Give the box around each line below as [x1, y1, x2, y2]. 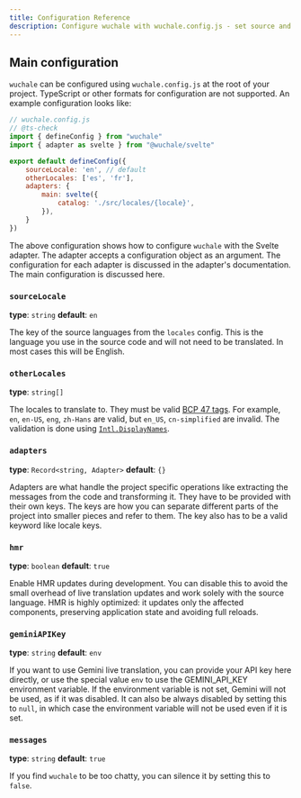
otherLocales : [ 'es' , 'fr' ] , [25, 173, 135, 183]
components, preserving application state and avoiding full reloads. [9, 606, 259, 617]
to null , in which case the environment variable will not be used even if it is [9, 703, 288, 714]
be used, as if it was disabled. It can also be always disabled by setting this [9, 694, 288, 704]
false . [9, 780, 32, 791]
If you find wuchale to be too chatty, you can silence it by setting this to [9, 771, 271, 782]
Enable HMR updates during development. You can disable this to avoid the [9, 577, 288, 588]
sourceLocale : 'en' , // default [25, 165, 146, 174]
